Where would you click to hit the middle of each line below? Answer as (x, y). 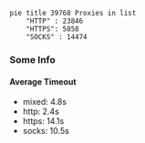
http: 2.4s (41, 112)
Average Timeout (43, 81)
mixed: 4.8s (44, 102)
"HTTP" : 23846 (55, 21)
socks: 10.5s (46, 131)
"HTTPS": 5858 (52, 29)
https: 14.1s (43, 121)
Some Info (33, 59)
